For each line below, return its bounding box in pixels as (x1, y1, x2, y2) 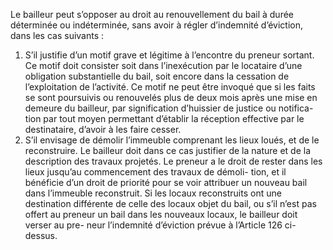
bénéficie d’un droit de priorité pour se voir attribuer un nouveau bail (24, 177, 308, 188)
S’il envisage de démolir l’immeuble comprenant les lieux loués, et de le (24, 134, 320, 146)
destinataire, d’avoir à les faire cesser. (24, 124, 182, 135)
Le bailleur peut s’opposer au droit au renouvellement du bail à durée (10, 9, 295, 20)
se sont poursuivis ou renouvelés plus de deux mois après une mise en (24, 92, 318, 103)
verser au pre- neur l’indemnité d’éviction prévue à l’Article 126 (24, 219, 283, 231)
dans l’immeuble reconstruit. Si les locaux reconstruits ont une (24, 187, 282, 199)
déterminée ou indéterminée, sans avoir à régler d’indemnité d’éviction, (10, 19, 304, 31)
